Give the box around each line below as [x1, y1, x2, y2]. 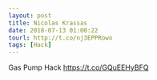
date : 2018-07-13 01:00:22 [8, 26, 99, 34]
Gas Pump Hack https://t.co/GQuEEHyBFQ [8, 63, 149, 72]
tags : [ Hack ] [8, 41, 52, 49]
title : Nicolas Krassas [8, 19, 88, 27]
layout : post [8, 11, 52, 20]
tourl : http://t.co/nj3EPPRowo [8, 33, 113, 42]
